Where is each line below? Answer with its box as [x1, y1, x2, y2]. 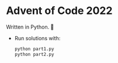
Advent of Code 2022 [6, 4, 113, 17]
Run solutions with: [14, 34, 61, 41]
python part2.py [14, 51, 54, 57]
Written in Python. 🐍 [6, 23, 54, 30]
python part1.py [14, 45, 54, 52]
